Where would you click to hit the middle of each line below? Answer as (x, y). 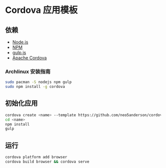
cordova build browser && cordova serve (47, 162)
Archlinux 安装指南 (28, 71)
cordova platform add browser (36, 157)
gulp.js (19, 53)
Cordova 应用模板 (41, 10)
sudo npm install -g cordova (35, 87)
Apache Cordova (29, 58)
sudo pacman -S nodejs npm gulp (38, 82)
